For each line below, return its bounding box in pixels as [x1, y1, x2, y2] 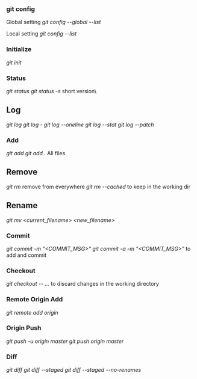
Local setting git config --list [6, 30, 77, 37]
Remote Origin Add [6, 295, 63, 304]
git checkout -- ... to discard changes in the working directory [6, 280, 160, 288]
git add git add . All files [6, 150, 66, 156]
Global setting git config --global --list [6, 19, 101, 26]
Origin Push [6, 324, 42, 332]
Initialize [6, 45, 32, 54]
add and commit [6, 251, 47, 259]
